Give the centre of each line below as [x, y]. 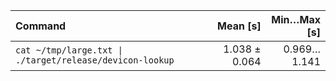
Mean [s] [239, 26]
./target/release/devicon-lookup [95, 60]
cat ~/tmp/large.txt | [69, 50]
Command [41, 26]
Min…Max [296, 19]
